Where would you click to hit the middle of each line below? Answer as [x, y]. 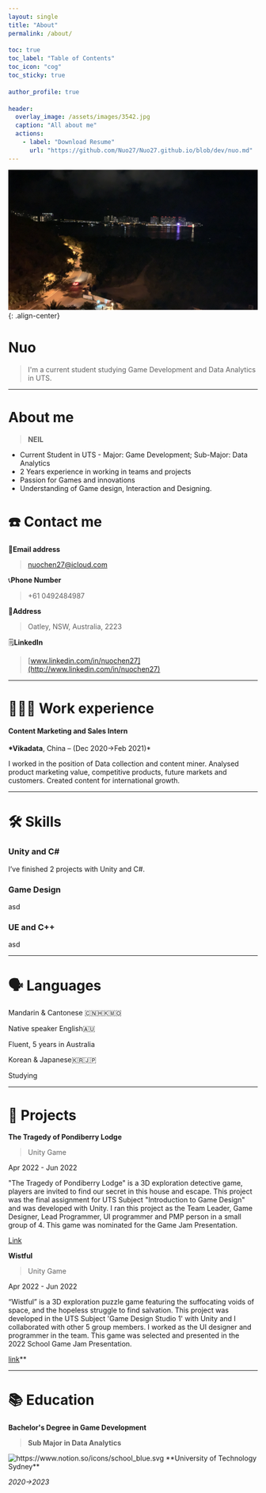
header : [21, 109]
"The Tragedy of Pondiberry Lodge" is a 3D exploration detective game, [125, 1183]
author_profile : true [44, 92]
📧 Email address [34, 549]
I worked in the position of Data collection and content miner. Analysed [123, 764]
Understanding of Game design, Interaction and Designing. [116, 488]
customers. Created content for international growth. [94, 781]
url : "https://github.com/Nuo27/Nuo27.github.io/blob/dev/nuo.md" [141, 150]
